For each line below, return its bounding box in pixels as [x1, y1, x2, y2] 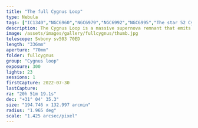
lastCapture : [6, 86, 38, 91]
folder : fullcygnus [6, 52, 54, 58]
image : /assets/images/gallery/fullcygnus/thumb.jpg [6, 31, 138, 37]
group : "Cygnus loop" [6, 58, 60, 64]
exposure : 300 [6, 63, 41, 70]
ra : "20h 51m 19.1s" [6, 91, 57, 97]
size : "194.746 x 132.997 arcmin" [6, 101, 91, 108]
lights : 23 [6, 69, 33, 75]
